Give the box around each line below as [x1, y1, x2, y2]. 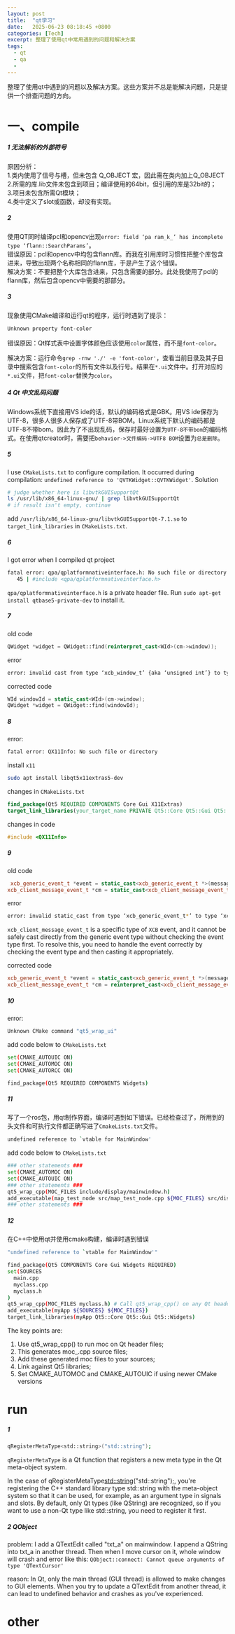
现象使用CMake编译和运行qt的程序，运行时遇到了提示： [7, 311, 169, 320]
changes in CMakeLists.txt [7, 788, 85, 796]
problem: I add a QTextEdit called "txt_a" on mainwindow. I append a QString [7, 1540, 229, 1549]
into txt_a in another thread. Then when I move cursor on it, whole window [7, 1548, 222, 1556]
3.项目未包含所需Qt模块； [7, 188, 81, 197]
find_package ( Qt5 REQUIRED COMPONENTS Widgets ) [7, 1080, 149, 1087]
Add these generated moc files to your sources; [17, 1355, 155, 1364]
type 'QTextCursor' [7, 1563, 64, 1570]
